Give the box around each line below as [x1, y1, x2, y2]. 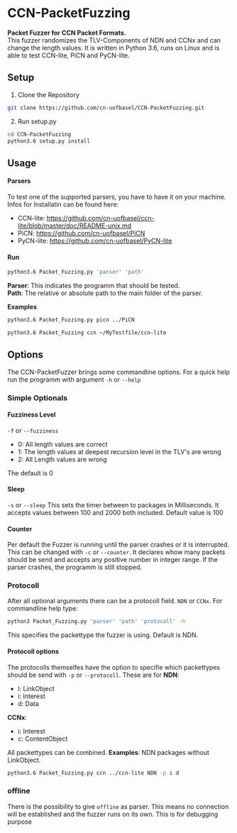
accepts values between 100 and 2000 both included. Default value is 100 [7, 508, 224, 517]
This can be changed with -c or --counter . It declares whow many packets [7, 548, 226, 556]
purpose [7, 817, 32, 826]
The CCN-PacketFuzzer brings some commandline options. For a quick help [7, 368, 231, 376]
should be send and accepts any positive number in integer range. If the [7, 556, 218, 564]
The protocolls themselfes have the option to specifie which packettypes [7, 663, 221, 671]
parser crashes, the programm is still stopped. [7, 563, 143, 572]
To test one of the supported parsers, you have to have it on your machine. [7, 192, 226, 201]
